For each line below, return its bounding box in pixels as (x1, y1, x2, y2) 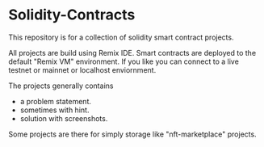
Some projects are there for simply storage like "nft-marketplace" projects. (8, 129, 257, 139)
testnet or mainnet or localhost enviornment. (8, 65, 157, 74)
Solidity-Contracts (8, 6, 136, 24)
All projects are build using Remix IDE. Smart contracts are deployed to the (8, 48, 257, 57)
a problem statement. (19, 96, 91, 106)
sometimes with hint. (19, 105, 90, 115)
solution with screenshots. (19, 113, 108, 123)
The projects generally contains (8, 81, 114, 90)
